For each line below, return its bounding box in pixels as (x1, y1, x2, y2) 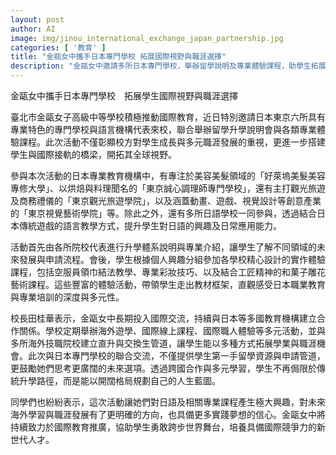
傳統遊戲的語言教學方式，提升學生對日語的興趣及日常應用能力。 (18, 220, 282, 231)
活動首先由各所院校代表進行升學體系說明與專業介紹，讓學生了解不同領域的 (10, 241, 317, 253)
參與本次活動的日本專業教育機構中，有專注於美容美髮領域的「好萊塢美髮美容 (10, 170, 326, 181)
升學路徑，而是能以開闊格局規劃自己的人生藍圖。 (18, 375, 221, 386)
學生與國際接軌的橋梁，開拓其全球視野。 (10, 149, 177, 160)
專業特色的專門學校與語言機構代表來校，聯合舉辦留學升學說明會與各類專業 (10, 124, 317, 135)
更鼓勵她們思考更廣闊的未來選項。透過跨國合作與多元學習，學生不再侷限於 (10, 362, 317, 374)
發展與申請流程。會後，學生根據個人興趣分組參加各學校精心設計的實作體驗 (18, 254, 326, 265)
